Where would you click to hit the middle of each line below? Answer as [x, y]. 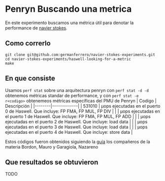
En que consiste [30, 78]
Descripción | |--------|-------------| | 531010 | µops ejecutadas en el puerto [83, 106]
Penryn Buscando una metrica [68, 9]
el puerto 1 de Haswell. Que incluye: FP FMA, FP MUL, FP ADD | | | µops [78, 116]
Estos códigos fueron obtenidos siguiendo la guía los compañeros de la [78, 142]
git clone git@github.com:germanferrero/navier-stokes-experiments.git [80, 55]
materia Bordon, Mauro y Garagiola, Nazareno [52, 147]
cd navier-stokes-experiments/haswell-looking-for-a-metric [68, 59]
